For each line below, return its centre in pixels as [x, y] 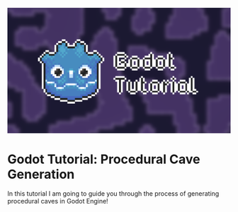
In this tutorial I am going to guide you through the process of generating [113, 194]
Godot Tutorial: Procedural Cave [104, 159]
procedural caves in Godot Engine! [58, 201]
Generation [41, 174]
